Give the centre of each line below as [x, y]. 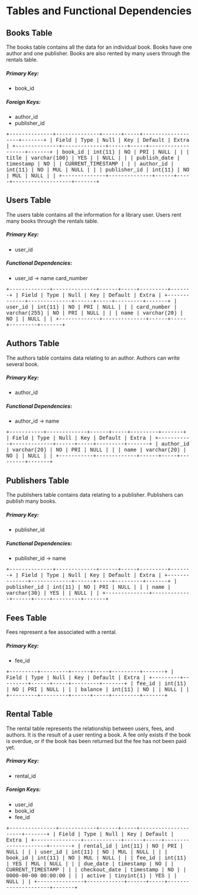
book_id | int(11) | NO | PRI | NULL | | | [126, 152]
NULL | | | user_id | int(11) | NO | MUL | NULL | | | [87, 852]
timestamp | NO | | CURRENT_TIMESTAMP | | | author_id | [90, 164]
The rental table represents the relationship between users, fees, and [90, 728]
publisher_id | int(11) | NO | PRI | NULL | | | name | [89, 588]
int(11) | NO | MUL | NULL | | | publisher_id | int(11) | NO [98, 170]
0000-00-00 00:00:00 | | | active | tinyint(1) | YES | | [92, 876]
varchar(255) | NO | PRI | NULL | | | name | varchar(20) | [95, 313]
